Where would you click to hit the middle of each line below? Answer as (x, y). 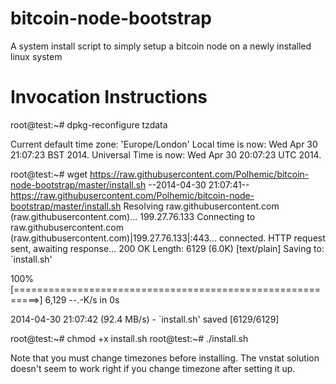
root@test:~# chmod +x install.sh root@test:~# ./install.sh (129, 338)
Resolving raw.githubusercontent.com (201, 206)
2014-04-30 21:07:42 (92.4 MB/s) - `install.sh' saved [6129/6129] (145, 319)
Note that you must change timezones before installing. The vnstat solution (165, 358)
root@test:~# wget (49, 174)
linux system (36, 56)
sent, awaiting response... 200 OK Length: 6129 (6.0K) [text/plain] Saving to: (167, 248)
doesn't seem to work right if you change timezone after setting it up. (153, 368)
